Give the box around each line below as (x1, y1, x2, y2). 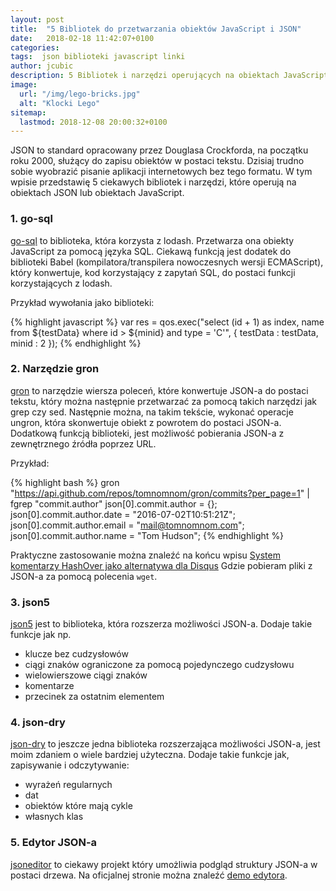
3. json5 (10, 595, 51, 609)
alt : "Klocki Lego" (19, 98, 101, 108)
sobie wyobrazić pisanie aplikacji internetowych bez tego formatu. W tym (10, 166, 313, 178)
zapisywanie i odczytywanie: (10, 759, 130, 771)
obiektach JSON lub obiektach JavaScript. (10, 187, 185, 199)
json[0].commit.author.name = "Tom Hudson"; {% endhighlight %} (10, 529, 285, 541)
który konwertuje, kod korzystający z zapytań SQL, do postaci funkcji (10, 266, 296, 278)
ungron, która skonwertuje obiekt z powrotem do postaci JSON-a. (10, 416, 282, 428)
